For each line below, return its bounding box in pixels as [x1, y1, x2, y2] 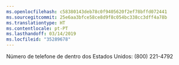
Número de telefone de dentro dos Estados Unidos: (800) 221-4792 [6, 53, 174, 60]
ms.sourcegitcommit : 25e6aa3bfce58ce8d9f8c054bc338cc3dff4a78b [6, 14, 168, 20]
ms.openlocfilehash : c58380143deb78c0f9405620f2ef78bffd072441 [6, 8, 168, 15]
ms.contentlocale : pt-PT [6, 25, 68, 32]
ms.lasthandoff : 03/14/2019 [6, 31, 77, 37]
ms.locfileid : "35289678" [6, 36, 71, 42]
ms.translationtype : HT [6, 20, 66, 26]
